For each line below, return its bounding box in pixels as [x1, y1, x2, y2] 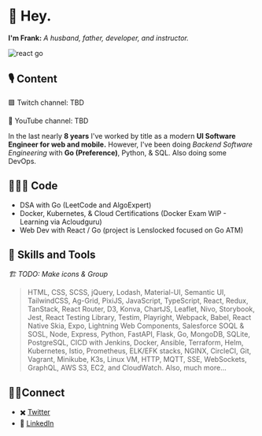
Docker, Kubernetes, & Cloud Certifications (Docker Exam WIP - [19, 208, 227, 218]
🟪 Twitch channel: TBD [8, 98, 85, 107]
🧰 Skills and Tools [8, 248, 96, 261]
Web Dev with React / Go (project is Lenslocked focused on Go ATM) [19, 225, 244, 235]
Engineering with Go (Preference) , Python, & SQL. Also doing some [8, 147, 227, 157]
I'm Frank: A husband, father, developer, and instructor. [8, 33, 189, 43]
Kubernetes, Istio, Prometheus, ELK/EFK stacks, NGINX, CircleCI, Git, [27, 346, 252, 356]
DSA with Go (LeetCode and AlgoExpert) [19, 200, 152, 210]
